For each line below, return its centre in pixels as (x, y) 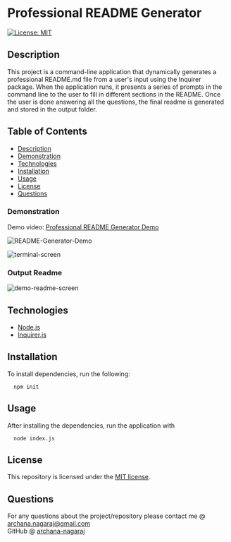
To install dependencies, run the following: (69, 374)
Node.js (29, 327)
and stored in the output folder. (52, 109)
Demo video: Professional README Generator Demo (83, 227)
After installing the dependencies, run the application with (91, 426)
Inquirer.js (32, 335)
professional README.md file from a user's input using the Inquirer (104, 79)
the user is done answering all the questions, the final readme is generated (115, 102)
